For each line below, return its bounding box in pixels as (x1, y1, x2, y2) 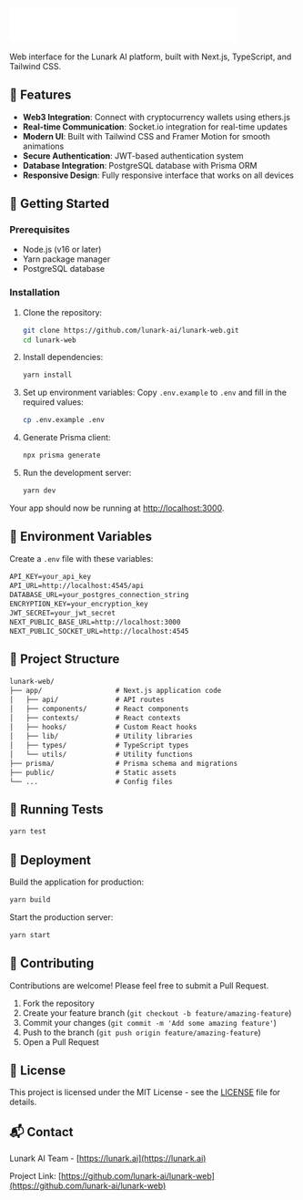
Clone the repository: (22, 306, 103, 317)
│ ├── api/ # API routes (9, 695, 166, 704)
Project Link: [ (9, 1171, 62, 1182)
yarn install (22, 370, 73, 380)
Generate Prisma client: (22, 432, 111, 443)
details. (9, 1097, 37, 1108)
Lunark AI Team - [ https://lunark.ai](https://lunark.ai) (9, 1153, 207, 1164)
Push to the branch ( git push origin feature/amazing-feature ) (22, 1027, 261, 1038)
